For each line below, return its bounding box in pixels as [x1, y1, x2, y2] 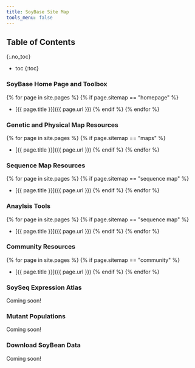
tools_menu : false [6, 15, 53, 21]
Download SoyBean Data [6, 341, 81, 349]
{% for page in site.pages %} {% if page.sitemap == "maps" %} [6, 134, 166, 141]
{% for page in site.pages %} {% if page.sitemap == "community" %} [6, 256, 180, 264]
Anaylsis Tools [6, 202, 50, 210]
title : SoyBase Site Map [6, 8, 69, 15]
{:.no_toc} [6, 53, 31, 61]
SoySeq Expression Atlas [6, 283, 82, 292]
